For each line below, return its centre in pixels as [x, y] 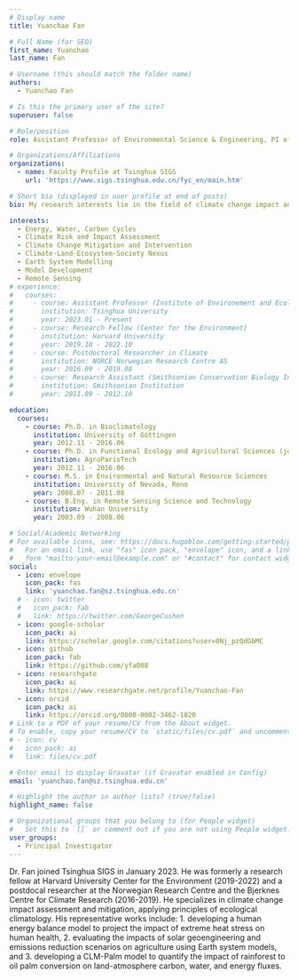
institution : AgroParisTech [85, 460]
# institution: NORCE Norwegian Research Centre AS [118, 361]
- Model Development [55, 270]
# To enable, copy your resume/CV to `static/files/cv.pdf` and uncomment [150, 732]
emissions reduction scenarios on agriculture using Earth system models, [143, 946]
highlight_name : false [51, 805]
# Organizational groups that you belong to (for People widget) [132, 821]
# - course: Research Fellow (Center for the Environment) [129, 328]
